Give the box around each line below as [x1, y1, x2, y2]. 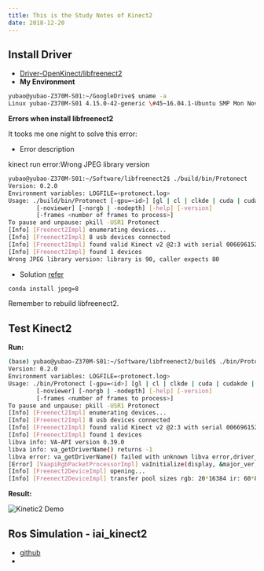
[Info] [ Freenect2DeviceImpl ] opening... [8, 467, 146, 476]
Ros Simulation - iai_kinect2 [8, 527, 148, 540]
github [19, 547, 41, 557]
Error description [19, 145, 75, 154]
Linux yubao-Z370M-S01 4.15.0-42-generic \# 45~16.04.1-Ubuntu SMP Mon [8, 100, 244, 108]
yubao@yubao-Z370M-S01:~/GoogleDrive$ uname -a [8, 92, 167, 101]
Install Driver [8, 48, 72, 61]
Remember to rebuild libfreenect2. [8, 299, 119, 308]
